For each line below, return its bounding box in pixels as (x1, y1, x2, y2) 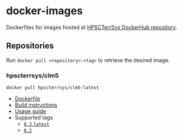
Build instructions (14, 102, 57, 109)
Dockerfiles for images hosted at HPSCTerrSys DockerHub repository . (6, 24, 178, 31)
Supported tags (14, 114, 53, 121)
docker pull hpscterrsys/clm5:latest (6, 85, 99, 91)
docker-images (6, 4, 83, 18)
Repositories (6, 41, 54, 51)
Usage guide (14, 108, 46, 115)
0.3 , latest (23, 120, 50, 128)
